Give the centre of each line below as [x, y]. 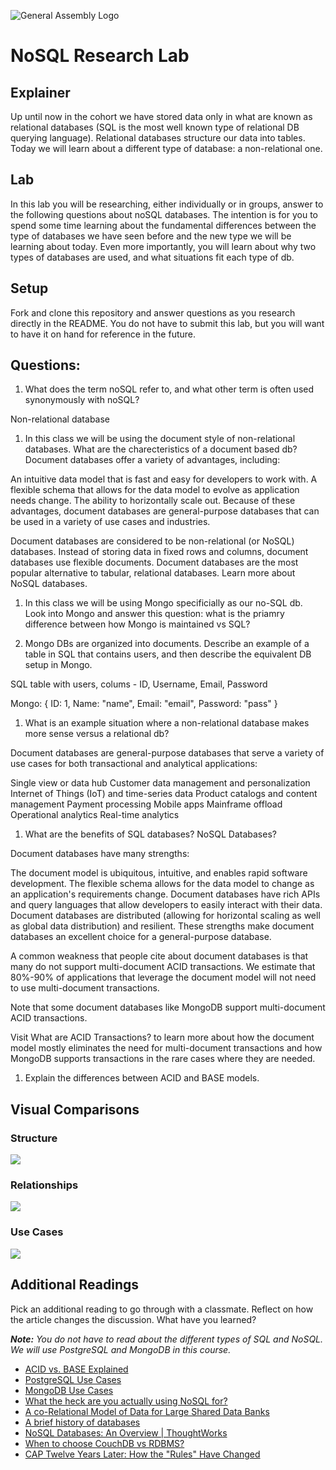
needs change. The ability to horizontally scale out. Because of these [153, 501]
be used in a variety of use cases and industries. [110, 522]
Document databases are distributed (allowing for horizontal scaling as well [165, 916]
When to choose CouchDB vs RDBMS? [104, 1443]
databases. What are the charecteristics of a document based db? [161, 449]
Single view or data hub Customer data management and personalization [160, 783]
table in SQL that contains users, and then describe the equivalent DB [168, 654]
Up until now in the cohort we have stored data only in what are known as [161, 116]
